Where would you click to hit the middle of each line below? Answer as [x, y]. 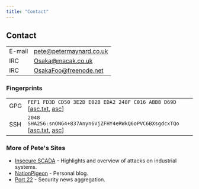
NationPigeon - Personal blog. [52, 173]
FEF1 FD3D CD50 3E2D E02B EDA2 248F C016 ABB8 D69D [102, 102]
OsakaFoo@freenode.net [68, 70]
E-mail [19, 51]
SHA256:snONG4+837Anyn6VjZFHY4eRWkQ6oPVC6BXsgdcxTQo [103, 123]
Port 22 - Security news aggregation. [60, 180]
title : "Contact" [28, 12]
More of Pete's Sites [36, 148]
